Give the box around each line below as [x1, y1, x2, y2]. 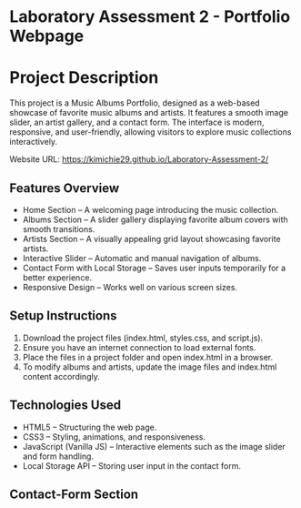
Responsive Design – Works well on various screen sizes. [22, 281, 238, 292]
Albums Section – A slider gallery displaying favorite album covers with [22, 214, 288, 225]
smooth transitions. [22, 223, 95, 234]
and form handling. [22, 451, 94, 462]
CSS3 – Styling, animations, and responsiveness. [22, 431, 206, 442]
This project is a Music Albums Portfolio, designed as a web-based [9, 97, 261, 108]
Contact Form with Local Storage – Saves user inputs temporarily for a [22, 262, 286, 273]
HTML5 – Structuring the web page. [22, 422, 157, 432]
